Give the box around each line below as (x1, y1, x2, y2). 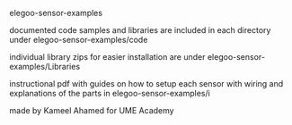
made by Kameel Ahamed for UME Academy (9, 105, 174, 115)
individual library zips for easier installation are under (9, 52, 206, 62)
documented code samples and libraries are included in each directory (9, 25, 271, 35)
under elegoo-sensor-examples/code (9, 35, 148, 45)
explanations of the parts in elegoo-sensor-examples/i (9, 88, 211, 98)
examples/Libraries (9, 62, 81, 71)
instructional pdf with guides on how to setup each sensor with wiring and (9, 79, 284, 88)
